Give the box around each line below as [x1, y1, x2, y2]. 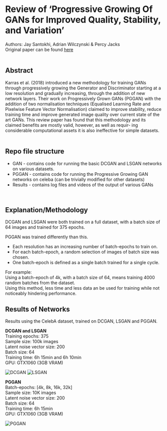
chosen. [12, 254, 29, 260]
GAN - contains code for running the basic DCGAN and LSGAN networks [12, 160, 162, 166]
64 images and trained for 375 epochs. [5, 224, 85, 230]
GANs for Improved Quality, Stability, [5, 14, 161, 25]
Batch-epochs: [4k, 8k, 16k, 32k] [5, 385, 73, 391]
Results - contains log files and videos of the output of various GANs [12, 181, 154, 188]
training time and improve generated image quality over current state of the [5, 111, 160, 117]
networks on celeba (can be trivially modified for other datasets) [12, 176, 145, 182]
